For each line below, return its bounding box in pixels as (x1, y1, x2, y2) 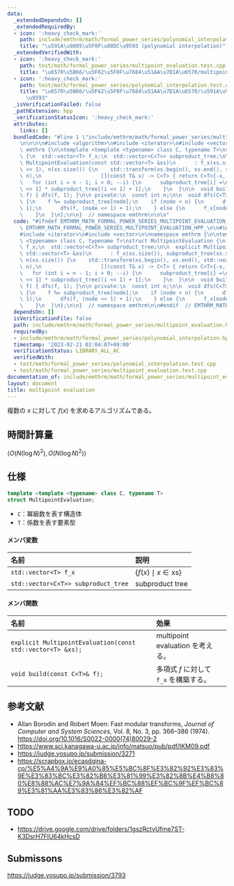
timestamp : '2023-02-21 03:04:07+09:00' (13, 341, 132, 348)
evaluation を (156, 640, 199, 650)
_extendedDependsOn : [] (13, 17, 82, 24)
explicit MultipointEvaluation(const (10, 638, 136, 646)
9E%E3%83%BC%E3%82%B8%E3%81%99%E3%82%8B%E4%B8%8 (17, 772, 224, 780)
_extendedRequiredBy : (13, 23, 77, 30)
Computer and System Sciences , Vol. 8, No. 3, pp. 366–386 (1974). (17, 727, 210, 735)
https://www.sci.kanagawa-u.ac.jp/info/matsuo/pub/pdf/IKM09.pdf (17, 742, 210, 750)
